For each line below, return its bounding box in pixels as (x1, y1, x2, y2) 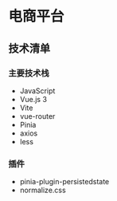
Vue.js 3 (19, 94, 48, 104)
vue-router (19, 111, 56, 120)
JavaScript (19, 85, 56, 96)
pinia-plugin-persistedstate (19, 177, 110, 187)
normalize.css (19, 185, 66, 195)
